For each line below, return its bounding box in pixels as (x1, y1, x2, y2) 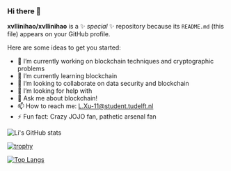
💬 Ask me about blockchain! (17, 94, 98, 103)
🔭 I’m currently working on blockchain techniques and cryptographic (17, 57, 214, 66)
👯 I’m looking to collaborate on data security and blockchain (17, 80, 189, 88)
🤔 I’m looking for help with (17, 87, 93, 95)
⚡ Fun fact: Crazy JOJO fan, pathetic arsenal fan (17, 112, 157, 121)
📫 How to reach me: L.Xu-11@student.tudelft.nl (17, 102, 154, 110)
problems (17, 64, 45, 73)
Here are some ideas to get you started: (7, 43, 122, 52)
